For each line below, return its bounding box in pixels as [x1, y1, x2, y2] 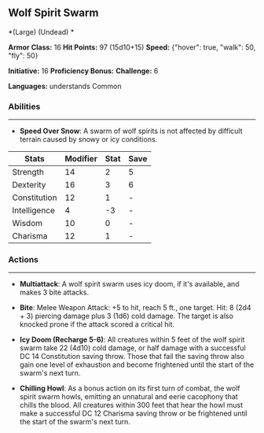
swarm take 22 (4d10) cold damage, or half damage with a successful [19, 343, 246, 353]
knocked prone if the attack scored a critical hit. [19, 320, 175, 329]
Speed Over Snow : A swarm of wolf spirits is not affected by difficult [19, 126, 243, 136]
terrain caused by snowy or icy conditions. [19, 135, 158, 144]
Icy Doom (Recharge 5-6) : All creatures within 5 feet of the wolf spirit [19, 335, 245, 345]
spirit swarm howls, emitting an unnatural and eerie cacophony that [19, 392, 238, 402]
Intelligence [12, 205, 55, 216]
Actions [8, 254, 39, 265]
